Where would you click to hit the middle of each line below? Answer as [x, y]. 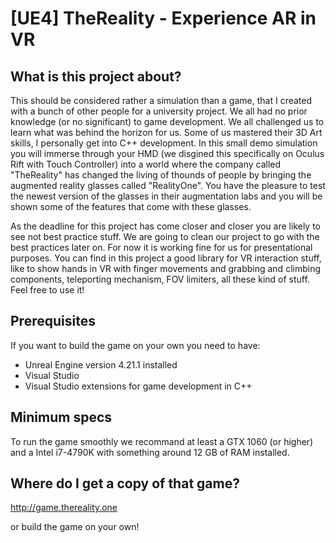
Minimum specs [61, 417]
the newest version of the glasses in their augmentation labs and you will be [166, 196]
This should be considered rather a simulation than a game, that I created [161, 100]
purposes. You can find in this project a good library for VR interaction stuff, [166, 258]
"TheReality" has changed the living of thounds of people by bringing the [161, 175]
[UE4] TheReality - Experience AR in [163, 18]
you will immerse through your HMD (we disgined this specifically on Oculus [167, 153]
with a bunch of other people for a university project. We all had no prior [159, 111]
